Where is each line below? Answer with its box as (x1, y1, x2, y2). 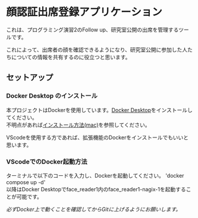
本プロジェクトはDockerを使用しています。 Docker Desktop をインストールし (6, 106, 193, 113)
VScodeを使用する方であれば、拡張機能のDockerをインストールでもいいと (6, 134, 189, 141)
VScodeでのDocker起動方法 (6, 158, 87, 166)
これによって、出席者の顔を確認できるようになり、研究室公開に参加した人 (6, 46, 188, 53)
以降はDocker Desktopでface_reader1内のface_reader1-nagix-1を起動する (6, 185, 186, 193)
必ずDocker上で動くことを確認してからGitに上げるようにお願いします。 (6, 206, 181, 213)
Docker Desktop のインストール (6, 92, 98, 100)
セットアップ (6, 72, 54, 83)
